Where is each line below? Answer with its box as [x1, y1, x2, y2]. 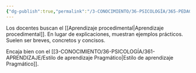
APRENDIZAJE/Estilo [6, 54, 56, 61]
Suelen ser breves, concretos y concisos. [6, 36, 106, 43]
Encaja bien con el [6, 48, 51, 55]
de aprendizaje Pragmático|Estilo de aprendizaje [57, 54, 174, 61]
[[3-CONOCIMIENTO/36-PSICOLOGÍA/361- [51, 48, 156, 55]
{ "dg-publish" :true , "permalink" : [6, 8, 87, 14]
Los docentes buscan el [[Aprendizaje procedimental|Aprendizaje [6, 24, 164, 31]
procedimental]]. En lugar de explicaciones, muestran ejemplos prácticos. [6, 30, 184, 38]
